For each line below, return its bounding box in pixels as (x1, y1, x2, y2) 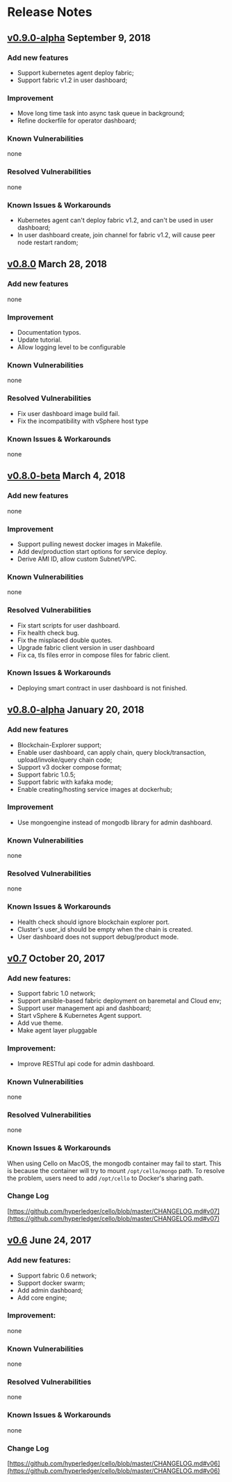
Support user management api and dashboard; (17, 1004, 151, 1012)
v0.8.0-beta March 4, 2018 (7, 470, 126, 482)
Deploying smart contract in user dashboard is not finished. (17, 683, 188, 692)
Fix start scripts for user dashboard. (17, 621, 120, 630)
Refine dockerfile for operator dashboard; (17, 116, 137, 125)
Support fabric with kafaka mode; (17, 777, 113, 786)
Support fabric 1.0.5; (17, 770, 76, 779)
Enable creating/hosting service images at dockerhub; (17, 785, 173, 793)
